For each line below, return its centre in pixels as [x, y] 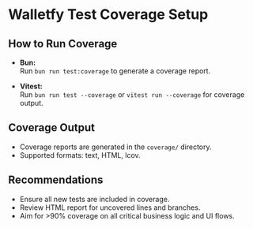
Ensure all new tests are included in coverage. [94, 199]
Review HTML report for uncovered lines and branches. [110, 207]
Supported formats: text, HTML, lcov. [80, 155]
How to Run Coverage [63, 44]
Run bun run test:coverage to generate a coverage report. [115, 71]
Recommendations [56, 180]
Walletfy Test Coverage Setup [108, 15]
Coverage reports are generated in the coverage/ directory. [115, 147]
